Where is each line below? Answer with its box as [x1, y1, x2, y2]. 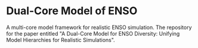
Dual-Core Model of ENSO [6, 4, 138, 18]
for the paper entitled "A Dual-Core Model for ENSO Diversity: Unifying [6, 30, 180, 37]
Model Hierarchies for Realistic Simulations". [6, 36, 115, 43]
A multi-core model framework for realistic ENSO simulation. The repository [6, 24, 192, 31]
